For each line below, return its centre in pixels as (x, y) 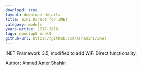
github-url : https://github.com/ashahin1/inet (56, 39)
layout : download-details (33, 15)
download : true (22, 10)
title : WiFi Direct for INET (36, 19)
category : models (24, 24)
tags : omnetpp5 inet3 (28, 34)
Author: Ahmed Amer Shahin (35, 63)
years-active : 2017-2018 (32, 29)
